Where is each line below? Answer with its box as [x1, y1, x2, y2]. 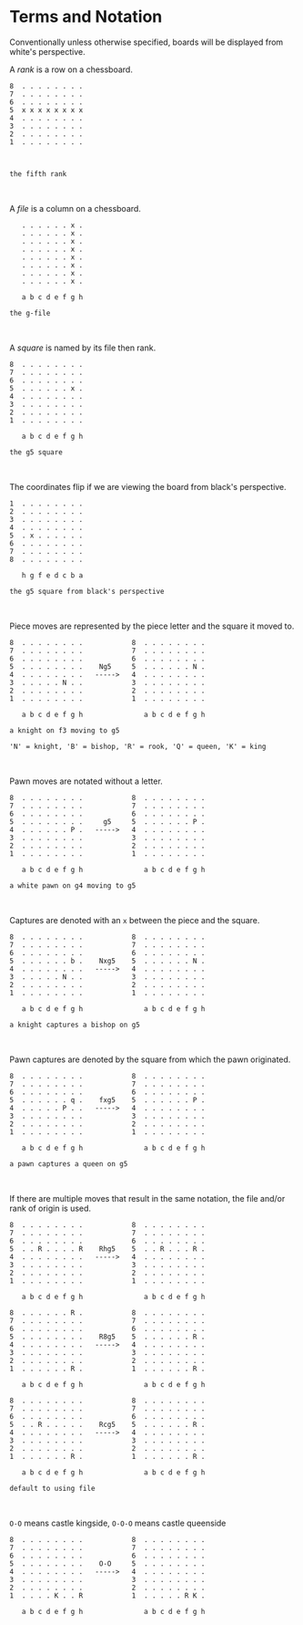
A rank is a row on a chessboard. [9, 64, 134, 75]
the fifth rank [9, 169, 67, 179]
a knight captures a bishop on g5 [9, 1020, 141, 1029]
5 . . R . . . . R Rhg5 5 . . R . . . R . [9, 1244, 206, 1254]
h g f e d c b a [21, 570, 84, 580]
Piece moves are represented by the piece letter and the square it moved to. [9, 620, 295, 631]
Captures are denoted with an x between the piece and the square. [9, 914, 260, 925]
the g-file [9, 308, 51, 318]
